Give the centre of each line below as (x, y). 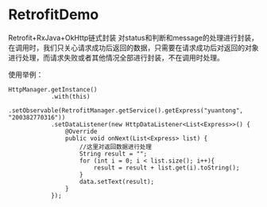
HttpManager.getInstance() (53, 89)
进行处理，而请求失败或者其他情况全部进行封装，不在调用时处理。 (116, 57)
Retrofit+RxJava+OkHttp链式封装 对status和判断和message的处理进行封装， (133, 37)
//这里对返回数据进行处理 (116, 146)
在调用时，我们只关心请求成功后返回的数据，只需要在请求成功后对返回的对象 (133, 47)
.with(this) (70, 96)
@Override (81, 131)
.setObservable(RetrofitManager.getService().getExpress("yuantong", (126, 110)
